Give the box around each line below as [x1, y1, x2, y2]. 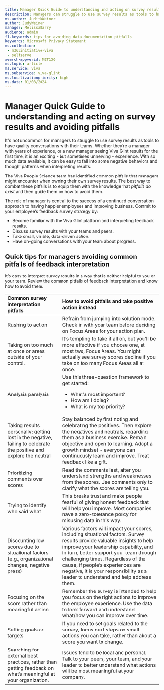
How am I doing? [70, 397, 109, 404]
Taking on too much [7, 342, 53, 349]
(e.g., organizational [7, 555, 53, 562]
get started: [62, 380, 89, 387]
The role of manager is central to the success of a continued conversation [5, 198, 154, 204]
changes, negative [7, 562, 50, 569]
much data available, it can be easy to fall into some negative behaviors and [5, 158, 158, 164]
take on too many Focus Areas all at [62, 360, 144, 367]
